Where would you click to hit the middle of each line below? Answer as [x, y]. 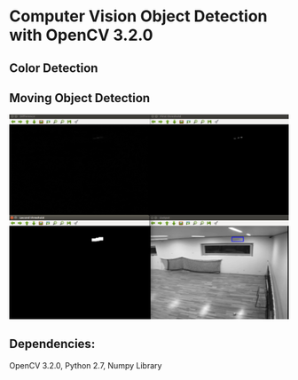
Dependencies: [52, 344]
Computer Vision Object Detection [138, 16]
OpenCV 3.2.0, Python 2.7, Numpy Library [86, 365]
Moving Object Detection [80, 98]
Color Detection [54, 68]
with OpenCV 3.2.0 [81, 35]
